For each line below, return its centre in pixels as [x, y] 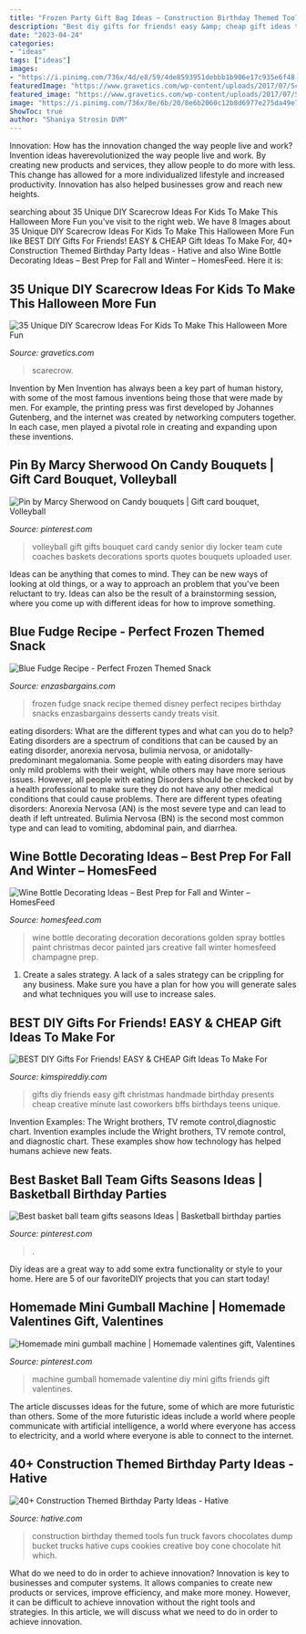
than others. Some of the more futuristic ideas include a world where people [153, 1416]
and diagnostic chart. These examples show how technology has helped [145, 1141]
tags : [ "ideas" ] [40, 60]
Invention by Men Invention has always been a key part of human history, [147, 388]
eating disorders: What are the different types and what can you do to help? [152, 730]
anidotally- [233, 750]
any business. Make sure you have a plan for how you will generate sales [159, 985]
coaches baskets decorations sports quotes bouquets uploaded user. [162, 556]
